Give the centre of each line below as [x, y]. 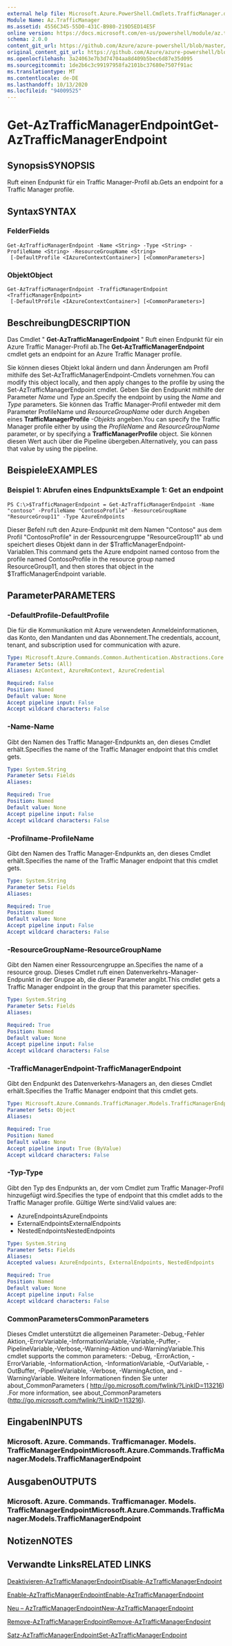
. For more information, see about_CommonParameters [84, 1393]
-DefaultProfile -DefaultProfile [58, 615]
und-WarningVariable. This [168, 1349]
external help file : [37, 14]
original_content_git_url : [46, 53]
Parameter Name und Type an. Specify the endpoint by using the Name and [114, 397]
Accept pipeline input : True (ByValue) [65, 1148]
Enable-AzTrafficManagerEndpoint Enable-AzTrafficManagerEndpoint [105, 1595]
